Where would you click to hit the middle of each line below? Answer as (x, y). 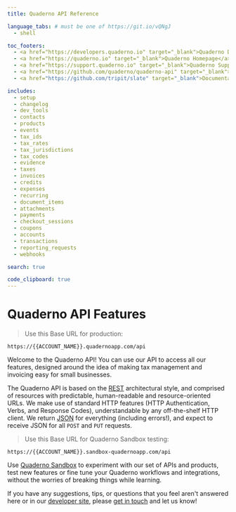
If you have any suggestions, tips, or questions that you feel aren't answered (118, 494)
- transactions (36, 241)
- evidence (29, 163)
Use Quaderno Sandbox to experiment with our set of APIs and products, (113, 465)
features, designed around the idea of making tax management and (105, 367)
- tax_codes (31, 156)
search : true (26, 267)
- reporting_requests (45, 248)
